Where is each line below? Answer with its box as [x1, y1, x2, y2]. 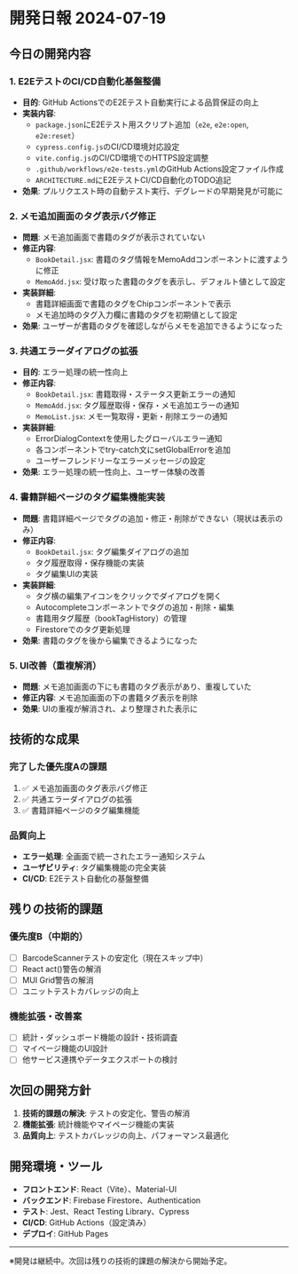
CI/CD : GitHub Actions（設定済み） [21, 1217, 152, 1228]
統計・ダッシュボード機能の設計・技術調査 [21, 1032, 178, 1043]
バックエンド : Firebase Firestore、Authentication [21, 1195, 201, 1206]
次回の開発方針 [9, 1082, 91, 1097]
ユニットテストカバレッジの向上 [21, 985, 139, 996]
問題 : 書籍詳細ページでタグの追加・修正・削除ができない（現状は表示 [21, 512, 276, 524]
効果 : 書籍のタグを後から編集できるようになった [21, 635, 198, 645]
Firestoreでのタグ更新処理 [35, 623, 130, 635]
